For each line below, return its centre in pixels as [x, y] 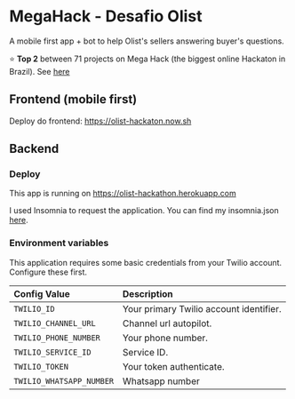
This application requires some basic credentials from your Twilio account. [146, 262]
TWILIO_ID [34, 309]
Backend [34, 149]
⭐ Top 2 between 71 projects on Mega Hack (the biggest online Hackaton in [147, 59]
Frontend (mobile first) [73, 100]
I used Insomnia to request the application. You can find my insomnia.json [144, 211]
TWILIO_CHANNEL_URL [55, 323]
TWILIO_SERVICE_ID [52, 352]
